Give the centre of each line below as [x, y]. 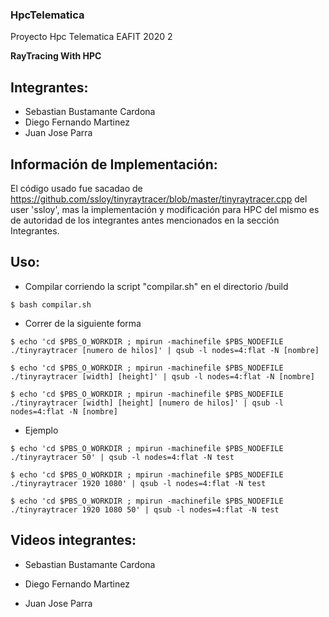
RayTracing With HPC [56, 56]
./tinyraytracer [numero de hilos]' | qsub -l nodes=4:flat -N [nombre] [165, 350]
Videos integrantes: [73, 540]
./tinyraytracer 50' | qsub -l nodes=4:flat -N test [122, 457]
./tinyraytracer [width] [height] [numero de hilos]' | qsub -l [147, 403]
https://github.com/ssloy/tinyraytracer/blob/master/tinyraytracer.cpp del [159, 199]
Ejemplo [41, 430]
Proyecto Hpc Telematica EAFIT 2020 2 [91, 37]
